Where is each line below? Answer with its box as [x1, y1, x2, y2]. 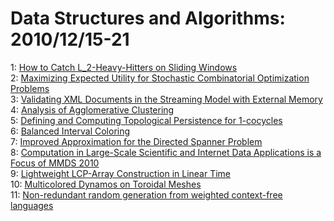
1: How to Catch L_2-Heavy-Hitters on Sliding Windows [10, 61, 238, 73]
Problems [10, 82, 50, 94]
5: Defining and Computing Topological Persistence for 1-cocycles [10, 114, 283, 126]
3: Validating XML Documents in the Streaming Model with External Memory [10, 93, 323, 105]
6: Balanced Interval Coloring [10, 125, 131, 137]
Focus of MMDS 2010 [10, 157, 100, 169]
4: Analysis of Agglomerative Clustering [10, 103, 175, 116]
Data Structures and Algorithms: [10, 7, 286, 30]
